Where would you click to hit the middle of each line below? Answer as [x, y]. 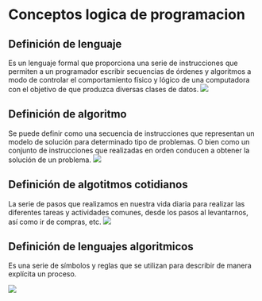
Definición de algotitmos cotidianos [98, 185]
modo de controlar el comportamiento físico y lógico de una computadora [129, 80]
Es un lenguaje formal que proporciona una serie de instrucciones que [123, 63]
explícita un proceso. [42, 274]
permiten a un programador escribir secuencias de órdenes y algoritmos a [130, 71]
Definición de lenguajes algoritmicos [101, 247]
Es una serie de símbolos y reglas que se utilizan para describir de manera [130, 266]
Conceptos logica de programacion [127, 15]
